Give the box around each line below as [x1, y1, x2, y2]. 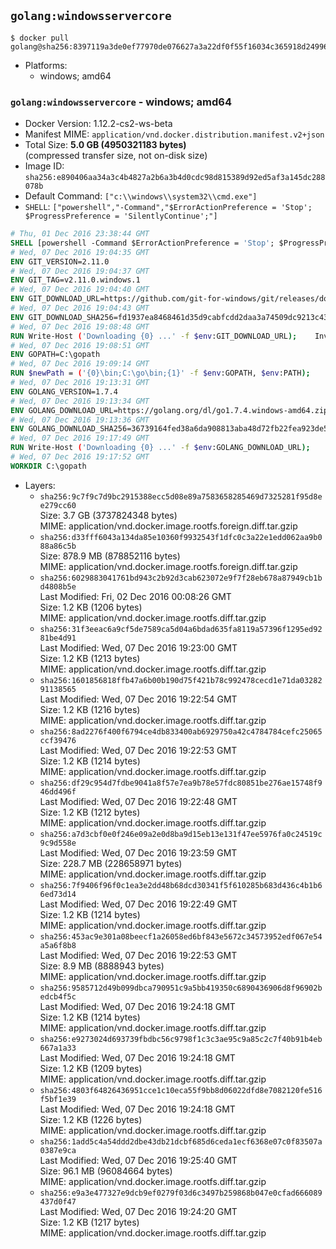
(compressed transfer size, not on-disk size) [24, 150, 208, 162]
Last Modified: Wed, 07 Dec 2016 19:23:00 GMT [39, 641, 238, 654]
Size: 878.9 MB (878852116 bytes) [39, 550, 181, 562]
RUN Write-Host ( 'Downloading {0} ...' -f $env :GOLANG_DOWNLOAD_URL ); [10, 443, 311, 453]
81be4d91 [39, 633, 77, 643]
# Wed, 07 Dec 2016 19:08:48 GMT [10, 321, 150, 332]
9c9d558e [39, 838, 77, 848]
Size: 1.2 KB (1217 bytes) [39, 1216, 140, 1228]
